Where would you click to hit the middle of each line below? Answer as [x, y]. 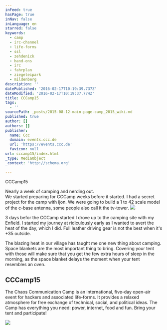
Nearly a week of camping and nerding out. [50, 191]
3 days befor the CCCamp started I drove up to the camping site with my [80, 217]
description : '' [22, 84]
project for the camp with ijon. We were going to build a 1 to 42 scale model [83, 202]
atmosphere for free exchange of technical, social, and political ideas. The [82, 303]
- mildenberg [23, 79]
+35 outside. [18, 233]
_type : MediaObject [25, 158]
